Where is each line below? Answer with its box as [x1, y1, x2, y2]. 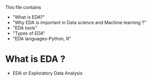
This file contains [5, 5, 42, 10]
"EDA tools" [12, 25, 38, 31]
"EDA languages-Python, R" [12, 35, 71, 42]
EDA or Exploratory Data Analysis [12, 70, 83, 76]
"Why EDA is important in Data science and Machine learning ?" [12, 20, 146, 25]
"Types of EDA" [12, 30, 46, 36]
